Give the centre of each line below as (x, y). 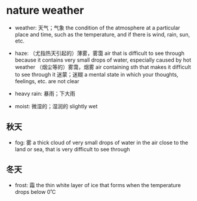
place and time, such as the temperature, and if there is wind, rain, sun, (102, 34)
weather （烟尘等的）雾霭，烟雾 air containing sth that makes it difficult (103, 67)
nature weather (45, 10)
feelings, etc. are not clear (47, 81)
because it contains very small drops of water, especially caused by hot (103, 60)
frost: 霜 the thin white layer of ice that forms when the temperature (98, 185)
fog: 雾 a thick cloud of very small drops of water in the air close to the (101, 142)
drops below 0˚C (35, 191)
